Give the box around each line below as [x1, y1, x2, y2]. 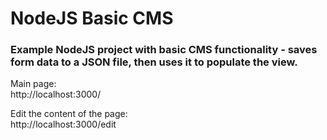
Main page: [10, 78, 57, 90]
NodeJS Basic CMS [10, 7, 174, 30]
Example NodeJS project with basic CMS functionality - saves [10, 43, 318, 57]
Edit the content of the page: [10, 108, 128, 120]
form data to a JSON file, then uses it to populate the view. [10, 55, 298, 69]
